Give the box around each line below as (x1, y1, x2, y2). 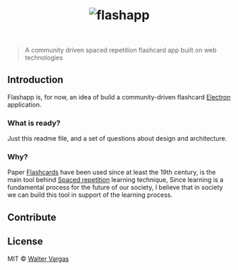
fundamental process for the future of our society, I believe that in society (7, 183, 223, 192)
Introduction (7, 74, 64, 86)
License (7, 235, 43, 248)
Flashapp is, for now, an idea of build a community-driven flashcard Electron (7, 92, 231, 101)
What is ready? (7, 118, 61, 128)
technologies (24, 53, 63, 62)
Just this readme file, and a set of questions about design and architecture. (7, 134, 227, 143)
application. (7, 100, 42, 109)
